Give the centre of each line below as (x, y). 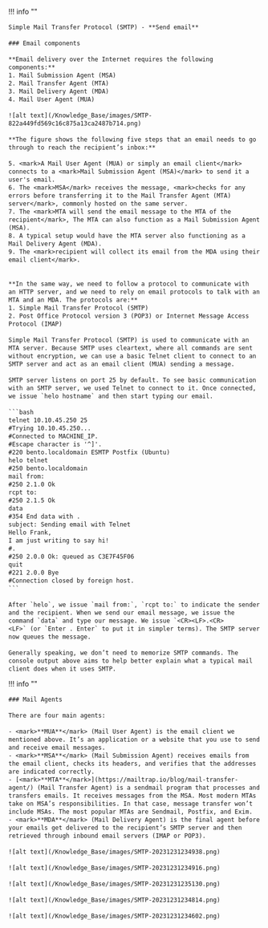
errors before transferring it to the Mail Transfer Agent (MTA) (120, 196)
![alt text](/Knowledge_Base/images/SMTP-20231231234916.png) (114, 868)
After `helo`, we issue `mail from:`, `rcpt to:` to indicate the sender (134, 605)
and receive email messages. (57, 748)
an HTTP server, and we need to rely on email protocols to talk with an (134, 292)
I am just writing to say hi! (59, 541)
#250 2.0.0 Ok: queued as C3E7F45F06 (71, 557)
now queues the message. (50, 637)
